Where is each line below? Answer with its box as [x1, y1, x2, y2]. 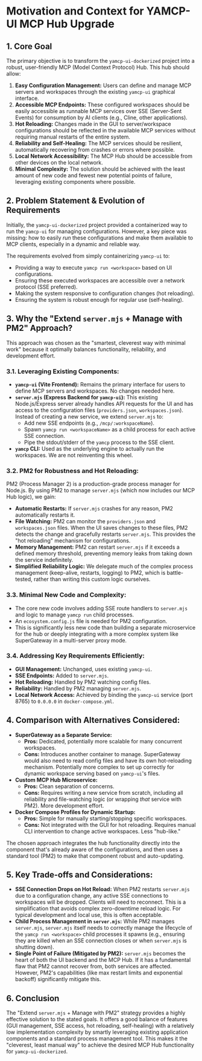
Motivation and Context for [6, 4, 144, 18]
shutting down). [14, 944, 54, 951]
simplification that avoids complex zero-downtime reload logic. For [14, 905, 181, 912]
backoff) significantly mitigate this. [14, 976, 101, 983]
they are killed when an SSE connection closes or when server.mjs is [14, 937, 187, 944]
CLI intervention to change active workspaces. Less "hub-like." [24, 828, 181, 835]
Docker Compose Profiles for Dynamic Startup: [14, 808, 136, 815]
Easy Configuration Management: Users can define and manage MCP [14, 82, 192, 89]
